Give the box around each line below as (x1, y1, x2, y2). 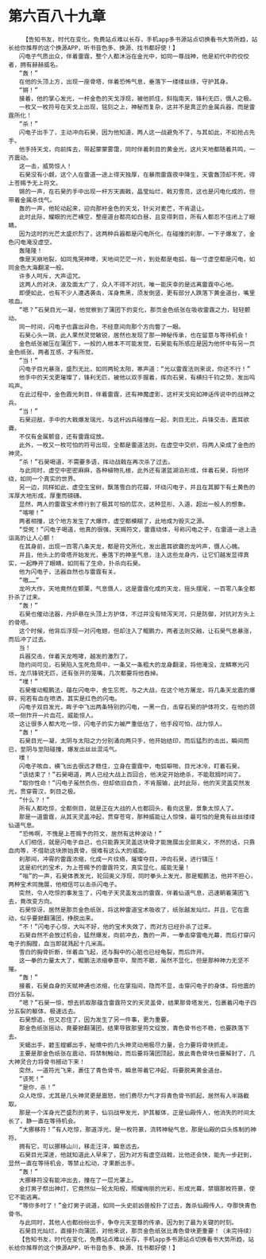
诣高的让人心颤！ (8, 534, 56, 542)
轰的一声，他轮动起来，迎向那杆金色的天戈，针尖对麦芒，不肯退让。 (18, 204, 208, 212)
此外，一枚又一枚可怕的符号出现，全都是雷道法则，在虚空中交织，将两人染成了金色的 (18, 441, 256, 449)
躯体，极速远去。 (31, 1007, 79, 1015)
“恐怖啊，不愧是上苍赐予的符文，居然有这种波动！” (18, 830, 163, 837)
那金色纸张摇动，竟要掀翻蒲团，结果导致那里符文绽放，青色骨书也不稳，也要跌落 (18, 1024, 244, 1032)
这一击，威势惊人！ (18, 162, 73, 170)
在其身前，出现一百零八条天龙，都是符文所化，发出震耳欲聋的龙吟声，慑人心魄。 (18, 542, 244, 550)
